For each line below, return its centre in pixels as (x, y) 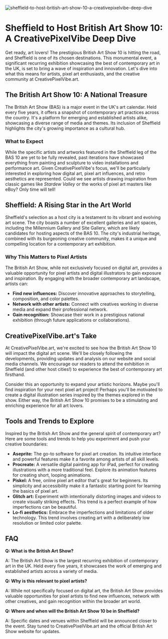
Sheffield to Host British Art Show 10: (84, 28)
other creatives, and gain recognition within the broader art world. (73, 601)
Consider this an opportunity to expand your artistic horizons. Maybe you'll (82, 384)
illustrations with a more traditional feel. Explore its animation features (84, 470)
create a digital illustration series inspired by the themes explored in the (79, 395)
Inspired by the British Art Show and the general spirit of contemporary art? (83, 433)
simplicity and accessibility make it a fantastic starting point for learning (87, 486)
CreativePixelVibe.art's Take (51, 336)
